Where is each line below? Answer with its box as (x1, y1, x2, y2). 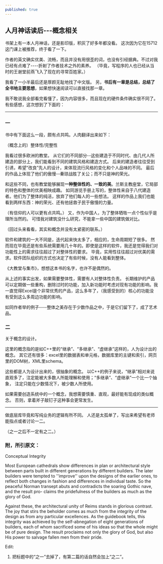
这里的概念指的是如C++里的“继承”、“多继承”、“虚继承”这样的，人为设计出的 (5, 346, 157, 352)
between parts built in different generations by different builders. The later (5, 468, 154, 474)
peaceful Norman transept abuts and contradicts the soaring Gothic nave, (5, 484, 153, 489)
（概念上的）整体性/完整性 (5, 142, 58, 148)
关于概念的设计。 (5, 336, 39, 342)
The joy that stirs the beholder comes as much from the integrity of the (5, 508, 147, 514)
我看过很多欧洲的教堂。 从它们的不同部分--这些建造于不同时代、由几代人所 (5, 152, 155, 158)
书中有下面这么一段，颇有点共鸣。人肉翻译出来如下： (5, 132, 112, 137)
